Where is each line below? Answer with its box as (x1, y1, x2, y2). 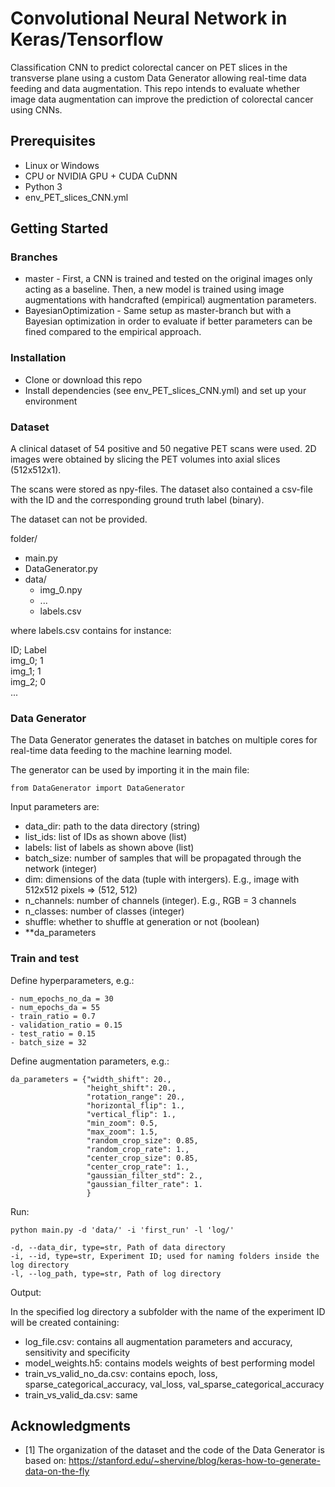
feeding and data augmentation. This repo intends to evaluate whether (10, 82, 301, 94)
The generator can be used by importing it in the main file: (10, 764, 250, 776)
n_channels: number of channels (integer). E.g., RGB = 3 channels (24, 895, 297, 907)
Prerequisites (10, 133, 96, 150)
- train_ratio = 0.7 (10, 1011, 97, 1021)
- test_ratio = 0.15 (10, 1028, 97, 1039)
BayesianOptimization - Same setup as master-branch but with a (24, 305, 292, 317)
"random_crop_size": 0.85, (86, 1135, 199, 1146)
